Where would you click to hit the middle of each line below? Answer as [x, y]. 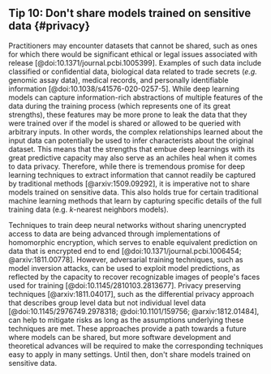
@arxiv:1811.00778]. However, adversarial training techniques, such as [126, 260]
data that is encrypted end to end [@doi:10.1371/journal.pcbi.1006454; [125, 251]
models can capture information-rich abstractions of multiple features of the [136, 97]
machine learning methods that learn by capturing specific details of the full [135, 200]
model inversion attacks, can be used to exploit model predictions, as [125, 268]
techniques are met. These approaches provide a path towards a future [128, 329]
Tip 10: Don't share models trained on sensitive [130, 13]
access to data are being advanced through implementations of [114, 234]
